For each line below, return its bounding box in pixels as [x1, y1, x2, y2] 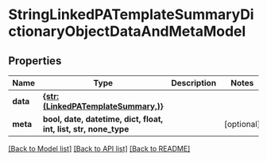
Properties [8, 54, 62, 67]
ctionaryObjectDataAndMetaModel [8, 22, 246, 40]
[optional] [223, 119, 261, 129]
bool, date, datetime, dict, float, [42, 113, 164, 125]
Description [170, 78, 217, 88]
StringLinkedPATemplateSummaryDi [8, 6, 254, 24]
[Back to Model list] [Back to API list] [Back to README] [8, 144, 191, 153]
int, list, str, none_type [42, 124, 130, 134]
